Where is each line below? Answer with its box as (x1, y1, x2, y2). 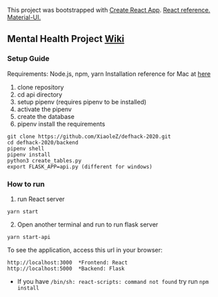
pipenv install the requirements (17, 119, 106, 128)
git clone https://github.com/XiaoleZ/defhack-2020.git (7, 133, 171, 140)
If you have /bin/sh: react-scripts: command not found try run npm (17, 277, 209, 285)
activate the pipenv (17, 105, 72, 113)
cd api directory (17, 90, 63, 99)
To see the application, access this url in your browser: (7, 245, 163, 254)
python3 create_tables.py (7, 157, 81, 164)
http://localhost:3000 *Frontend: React (7, 259, 128, 266)
